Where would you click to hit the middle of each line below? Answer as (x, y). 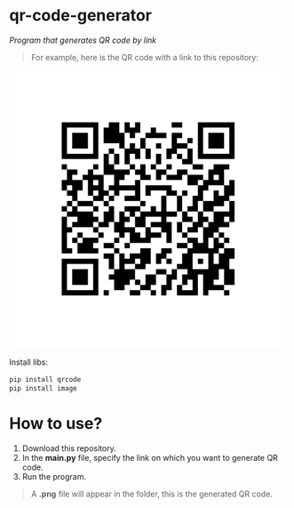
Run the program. (54, 476)
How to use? (56, 424)
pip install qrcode (45, 379)
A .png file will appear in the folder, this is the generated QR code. (152, 494)
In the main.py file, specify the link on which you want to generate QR (150, 457)
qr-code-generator (81, 16)
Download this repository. (69, 448)
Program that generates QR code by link (83, 40)
